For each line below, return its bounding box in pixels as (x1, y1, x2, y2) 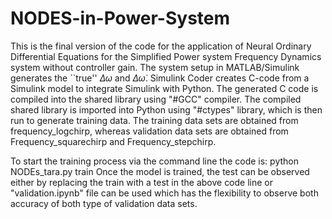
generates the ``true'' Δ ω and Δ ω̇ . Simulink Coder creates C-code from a (10, 72, 310, 84)
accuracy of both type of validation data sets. (10, 197, 198, 209)
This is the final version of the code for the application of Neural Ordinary (10, 40, 312, 52)
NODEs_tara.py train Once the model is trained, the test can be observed (10, 165, 310, 177)
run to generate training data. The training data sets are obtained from (10, 114, 299, 126)
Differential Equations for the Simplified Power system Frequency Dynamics (10, 50, 322, 62)
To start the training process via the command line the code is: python (10, 155, 299, 167)
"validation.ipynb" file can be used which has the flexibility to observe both (10, 187, 319, 199)
